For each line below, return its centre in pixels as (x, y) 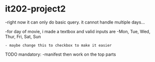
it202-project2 (35, 9)
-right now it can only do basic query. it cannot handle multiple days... (75, 22)
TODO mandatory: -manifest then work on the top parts (60, 54)
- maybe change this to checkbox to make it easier (58, 45)
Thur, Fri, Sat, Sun (23, 37)
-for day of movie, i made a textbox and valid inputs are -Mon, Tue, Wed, (78, 31)
